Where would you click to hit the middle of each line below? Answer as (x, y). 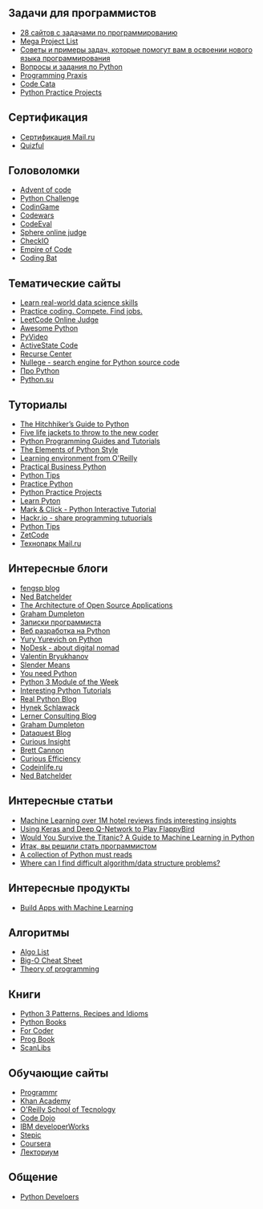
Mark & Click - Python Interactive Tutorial (88, 510)
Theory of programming (59, 969)
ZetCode (34, 535)
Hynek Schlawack (50, 707)
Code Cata (38, 83)
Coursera (35, 1143)
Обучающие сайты (59, 1073)
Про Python (40, 371)
